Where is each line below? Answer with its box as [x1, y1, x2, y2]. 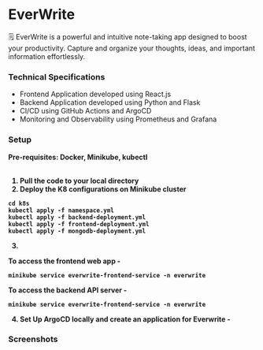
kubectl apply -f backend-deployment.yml [8, 213, 146, 222]
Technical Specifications [8, 71, 106, 82]
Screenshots [8, 333, 58, 344]
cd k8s [8, 199, 30, 207]
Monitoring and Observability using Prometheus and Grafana [19, 114, 217, 124]
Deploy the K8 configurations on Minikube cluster [19, 184, 187, 194]
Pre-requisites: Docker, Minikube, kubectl [8, 152, 148, 162]
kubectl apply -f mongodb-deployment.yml [8, 227, 146, 235]
